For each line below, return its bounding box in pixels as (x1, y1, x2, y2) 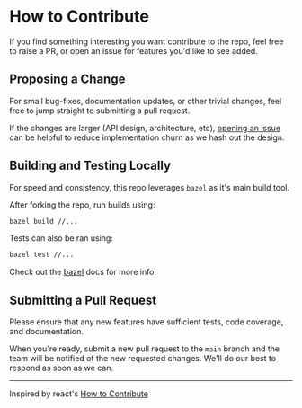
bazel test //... (9, 250, 75, 260)
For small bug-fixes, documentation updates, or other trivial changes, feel (9, 95, 282, 106)
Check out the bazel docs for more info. (9, 267, 157, 278)
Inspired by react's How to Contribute (9, 388, 148, 399)
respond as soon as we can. (9, 362, 114, 374)
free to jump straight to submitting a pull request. (9, 105, 191, 116)
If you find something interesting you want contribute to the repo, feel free (9, 36, 284, 47)
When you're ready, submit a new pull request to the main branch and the (9, 343, 280, 354)
